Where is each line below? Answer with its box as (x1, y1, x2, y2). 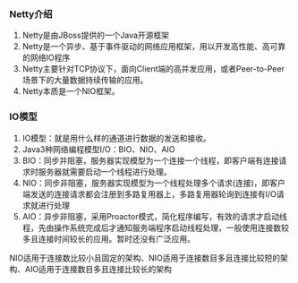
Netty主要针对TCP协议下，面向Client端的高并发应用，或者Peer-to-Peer (21, 64, 285, 74)
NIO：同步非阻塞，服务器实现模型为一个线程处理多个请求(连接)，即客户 (21, 177, 286, 188)
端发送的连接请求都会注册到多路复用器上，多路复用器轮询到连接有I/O (21, 188, 277, 199)
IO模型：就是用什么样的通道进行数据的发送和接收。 (21, 133, 212, 143)
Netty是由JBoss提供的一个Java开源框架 (21, 30, 170, 41)
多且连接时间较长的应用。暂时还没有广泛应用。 (21, 233, 195, 244)
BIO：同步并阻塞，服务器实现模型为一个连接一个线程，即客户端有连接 (21, 155, 279, 166)
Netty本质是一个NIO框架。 (21, 86, 120, 97)
